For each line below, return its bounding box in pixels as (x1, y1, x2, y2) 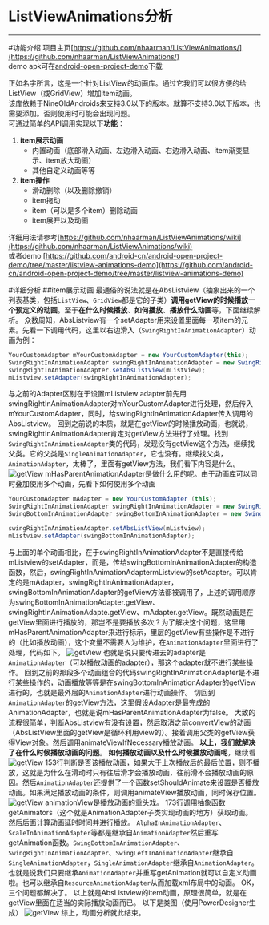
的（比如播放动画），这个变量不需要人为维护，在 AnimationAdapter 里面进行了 (8, 637, 259, 647)
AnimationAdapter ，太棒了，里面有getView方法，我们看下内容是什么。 (8, 459, 240, 469)
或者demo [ (8, 251, 46, 260)
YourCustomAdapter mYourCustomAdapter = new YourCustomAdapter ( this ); (8, 351, 249, 359)
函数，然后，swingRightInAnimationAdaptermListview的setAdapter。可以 (8, 567, 251, 577)
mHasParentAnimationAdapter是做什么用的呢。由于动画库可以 (45, 469, 251, 479)
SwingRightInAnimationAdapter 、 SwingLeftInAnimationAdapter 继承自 (8, 847, 234, 857)
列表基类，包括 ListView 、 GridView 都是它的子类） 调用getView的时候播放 (8, 295, 249, 304)
